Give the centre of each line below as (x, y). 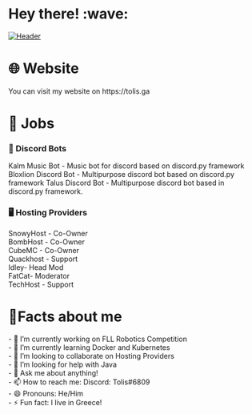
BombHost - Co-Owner (47, 242)
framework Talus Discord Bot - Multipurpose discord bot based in (116, 183)
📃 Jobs (31, 124)
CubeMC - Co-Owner (44, 250)
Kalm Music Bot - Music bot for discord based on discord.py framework (126, 166)
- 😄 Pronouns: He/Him (46, 393)
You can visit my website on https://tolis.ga (79, 91)
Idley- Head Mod (36, 267)
